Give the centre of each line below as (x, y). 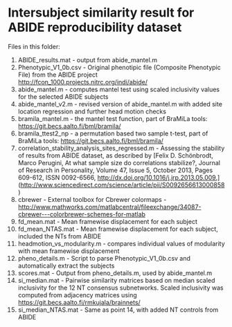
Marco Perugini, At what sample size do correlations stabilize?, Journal (119, 162)
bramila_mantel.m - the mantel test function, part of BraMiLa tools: (113, 118)
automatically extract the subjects (66, 265)
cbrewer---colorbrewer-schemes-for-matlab (82, 214)
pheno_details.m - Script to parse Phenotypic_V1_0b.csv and (104, 258)
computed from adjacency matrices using (77, 295)
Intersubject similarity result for (101, 13)
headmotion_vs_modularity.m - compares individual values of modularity (122, 243)
